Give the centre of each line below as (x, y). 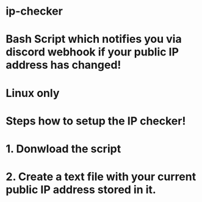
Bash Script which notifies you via (94, 39)
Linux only (33, 93)
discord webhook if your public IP (92, 52)
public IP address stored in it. (81, 190)
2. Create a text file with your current (101, 177)
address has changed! (63, 65)
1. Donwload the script (63, 149)
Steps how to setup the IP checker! (96, 121)
